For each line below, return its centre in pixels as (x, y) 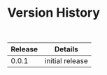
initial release (66, 60)
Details (66, 49)
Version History (53, 13)
